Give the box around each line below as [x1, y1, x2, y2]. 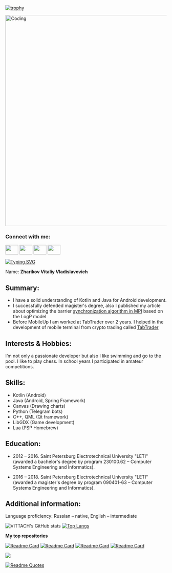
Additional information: [5, 499, 81, 508]
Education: [5, 439, 41, 448]
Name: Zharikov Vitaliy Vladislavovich [5, 269, 88, 275]
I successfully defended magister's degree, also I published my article [12, 302, 161, 309]
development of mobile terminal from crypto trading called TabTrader [12, 324, 159, 330]
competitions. [5, 363, 34, 369]
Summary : [5, 283, 39, 292]
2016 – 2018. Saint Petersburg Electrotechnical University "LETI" [12, 474, 148, 480]
